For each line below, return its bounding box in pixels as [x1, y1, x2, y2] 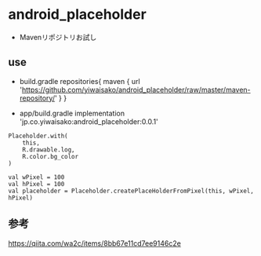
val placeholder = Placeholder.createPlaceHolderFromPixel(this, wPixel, [8, 187, 255, 195]
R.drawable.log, [22, 145, 76, 154]
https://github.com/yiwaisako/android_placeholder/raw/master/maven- [22, 85, 251, 94]
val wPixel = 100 [8, 173, 65, 181]
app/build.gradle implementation [19, 108, 125, 118]
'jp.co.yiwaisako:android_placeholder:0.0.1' [19, 116, 158, 126]
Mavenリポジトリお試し [19, 32, 97, 42]
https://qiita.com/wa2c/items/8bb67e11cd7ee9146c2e [8, 238, 182, 248]
